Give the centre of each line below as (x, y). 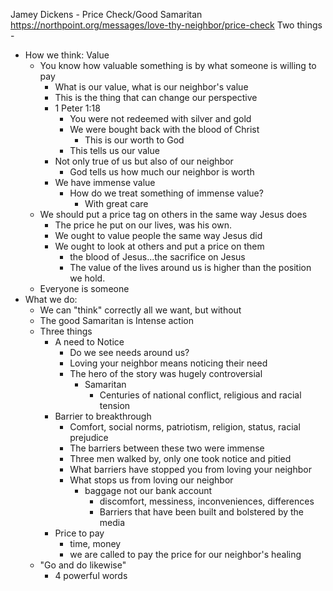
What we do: (51, 299)
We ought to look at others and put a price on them (159, 246)
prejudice (89, 437)
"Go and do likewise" (83, 565)
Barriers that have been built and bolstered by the (202, 512)
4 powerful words (91, 575)
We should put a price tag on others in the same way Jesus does (173, 214)
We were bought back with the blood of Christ (164, 129)
